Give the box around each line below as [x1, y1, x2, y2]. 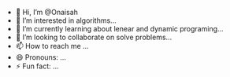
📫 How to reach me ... [15, 42, 89, 50]
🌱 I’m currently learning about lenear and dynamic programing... [15, 24, 224, 33]
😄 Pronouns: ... [15, 53, 67, 62]
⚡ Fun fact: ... [15, 61, 59, 71]
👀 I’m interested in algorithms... [15, 16, 117, 25]
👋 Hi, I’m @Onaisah [15, 8, 79, 16]
